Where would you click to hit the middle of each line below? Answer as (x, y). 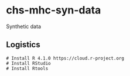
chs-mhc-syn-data (54, 10)
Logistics (23, 45)
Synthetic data (23, 26)
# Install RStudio (28, 63)
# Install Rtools (27, 68)
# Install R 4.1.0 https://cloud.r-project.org (65, 58)
